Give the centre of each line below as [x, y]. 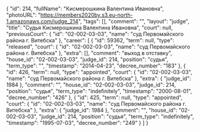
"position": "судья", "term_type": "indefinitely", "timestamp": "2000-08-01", [99, 91]
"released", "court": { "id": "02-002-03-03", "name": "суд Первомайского [98, 47]
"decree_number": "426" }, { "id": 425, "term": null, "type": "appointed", [95, 97]
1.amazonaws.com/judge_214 [42, 21]
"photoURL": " [23, 15]
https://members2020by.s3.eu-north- [87, 15]
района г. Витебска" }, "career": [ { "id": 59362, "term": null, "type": [90, 40]
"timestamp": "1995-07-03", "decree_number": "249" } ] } [77, 123]
